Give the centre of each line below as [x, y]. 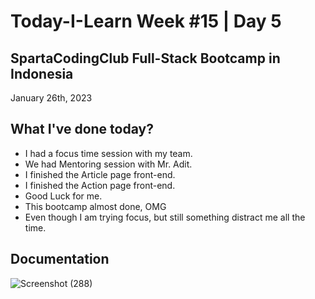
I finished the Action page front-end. [100, 185]
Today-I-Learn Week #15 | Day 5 [146, 21]
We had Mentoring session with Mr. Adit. [108, 164]
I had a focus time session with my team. [108, 153]
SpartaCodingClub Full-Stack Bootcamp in [145, 58]
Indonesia [42, 73]
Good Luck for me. [63, 196]
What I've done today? [82, 129]
